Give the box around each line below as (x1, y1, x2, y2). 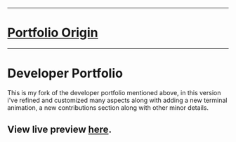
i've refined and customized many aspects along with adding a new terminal (7, 96, 228, 104)
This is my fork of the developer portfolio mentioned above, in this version (7, 88, 221, 97)
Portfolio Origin (7, 25, 98, 41)
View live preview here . (7, 124, 112, 136)
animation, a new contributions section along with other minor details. (7, 103, 209, 112)
